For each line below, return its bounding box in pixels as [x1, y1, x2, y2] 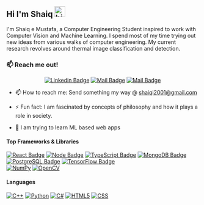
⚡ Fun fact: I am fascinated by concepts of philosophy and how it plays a [15, 103, 199, 110]
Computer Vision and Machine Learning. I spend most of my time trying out [6, 32, 196, 39]
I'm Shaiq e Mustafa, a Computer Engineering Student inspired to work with [6, 25, 197, 32]
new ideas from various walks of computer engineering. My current [6, 38, 176, 46]
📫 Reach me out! [6, 60, 59, 69]
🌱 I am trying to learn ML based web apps [15, 124, 121, 131]
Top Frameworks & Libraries [6, 138, 79, 145]
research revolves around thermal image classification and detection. [6, 45, 181, 52]
